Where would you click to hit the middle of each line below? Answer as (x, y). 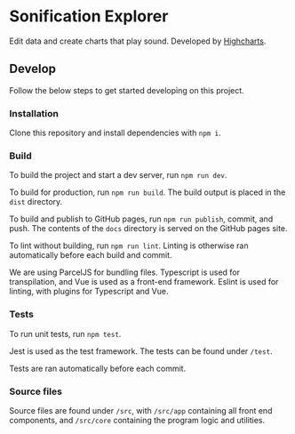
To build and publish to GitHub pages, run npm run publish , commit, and (141, 219)
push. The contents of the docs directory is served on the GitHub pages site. (148, 229)
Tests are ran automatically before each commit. (98, 368)
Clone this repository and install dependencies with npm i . (116, 133)
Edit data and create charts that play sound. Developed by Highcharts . (138, 41)
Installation (34, 113)
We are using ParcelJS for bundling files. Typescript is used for (125, 272)
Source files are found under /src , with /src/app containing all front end (141, 410)
